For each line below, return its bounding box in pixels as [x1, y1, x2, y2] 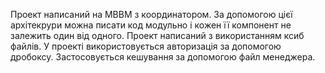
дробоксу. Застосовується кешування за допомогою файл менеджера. [10, 51, 316, 63]
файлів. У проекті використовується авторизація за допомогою [10, 40, 282, 52]
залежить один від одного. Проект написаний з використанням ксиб [10, 30, 305, 41]
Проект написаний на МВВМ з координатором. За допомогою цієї [10, 9, 293, 20]
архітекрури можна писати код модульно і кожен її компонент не [10, 19, 292, 31]
